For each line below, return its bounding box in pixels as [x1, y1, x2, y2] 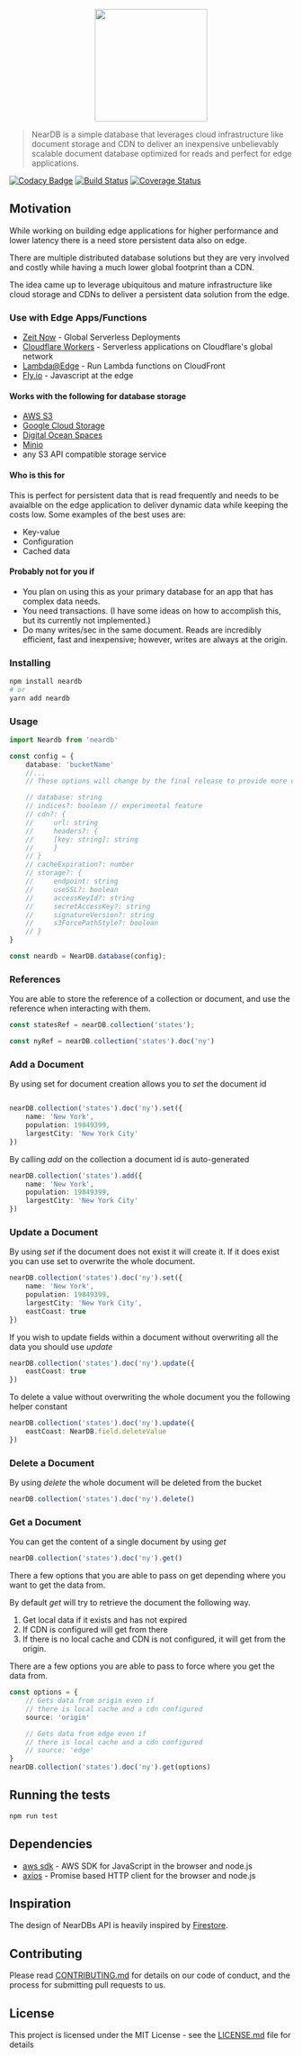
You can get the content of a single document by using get [9, 1536, 226, 1547]
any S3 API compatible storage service [22, 449, 167, 460]
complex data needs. [22, 596, 101, 606]
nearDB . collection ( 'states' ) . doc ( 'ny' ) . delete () [9, 1495, 195, 1504]
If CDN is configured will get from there [22, 1625, 168, 1635]
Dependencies [9, 1836, 93, 1852]
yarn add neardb [9, 694, 70, 703]
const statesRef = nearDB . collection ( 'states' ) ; [9, 1021, 195, 1030]
